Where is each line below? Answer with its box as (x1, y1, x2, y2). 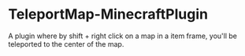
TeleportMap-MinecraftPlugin (8, 5, 209, 23)
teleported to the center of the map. (8, 39, 124, 48)
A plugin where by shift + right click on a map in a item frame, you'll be (8, 31, 238, 40)
